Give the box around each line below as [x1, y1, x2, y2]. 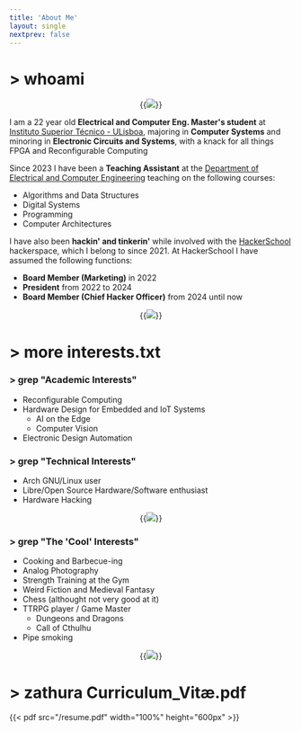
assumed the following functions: [9, 255, 133, 266]
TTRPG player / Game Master [22, 603, 132, 614]
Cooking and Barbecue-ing [22, 556, 123, 566]
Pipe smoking [22, 632, 74, 643]
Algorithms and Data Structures [22, 190, 139, 201]
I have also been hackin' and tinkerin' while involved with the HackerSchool [9, 236, 292, 247]
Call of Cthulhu [35, 622, 92, 634]
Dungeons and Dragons [35, 613, 124, 624]
